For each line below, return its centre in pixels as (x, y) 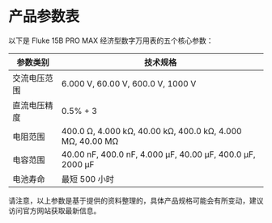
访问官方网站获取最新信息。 (55, 210)
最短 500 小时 (88, 179)
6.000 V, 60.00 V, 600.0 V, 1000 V (129, 83)
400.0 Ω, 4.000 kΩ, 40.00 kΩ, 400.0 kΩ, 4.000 (151, 131)
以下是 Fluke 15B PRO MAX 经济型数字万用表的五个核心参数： (111, 40)
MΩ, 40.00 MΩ (90, 141)
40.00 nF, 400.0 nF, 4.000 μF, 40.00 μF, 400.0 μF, (159, 154)
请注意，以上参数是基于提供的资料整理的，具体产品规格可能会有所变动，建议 (136, 200)
